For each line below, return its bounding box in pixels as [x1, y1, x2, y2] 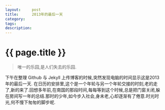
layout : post [5, 7, 41, 12]
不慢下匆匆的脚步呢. [15, 100, 56, 106]
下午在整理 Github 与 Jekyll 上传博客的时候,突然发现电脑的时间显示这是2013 [5, 75, 160, 81]
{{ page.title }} [5, 47, 66, 58]
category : [5, 16, 26, 21]
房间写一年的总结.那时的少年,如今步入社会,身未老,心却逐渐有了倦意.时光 [9, 93, 155, 99]
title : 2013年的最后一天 [5, 12, 63, 17]
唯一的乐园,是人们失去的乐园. [17, 64, 77, 70]
